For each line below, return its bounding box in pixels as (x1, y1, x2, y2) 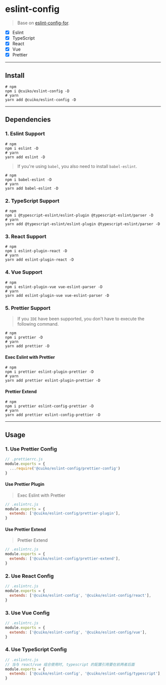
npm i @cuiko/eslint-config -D (5, 89, 70, 94)
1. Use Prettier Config (5, 445, 57, 452)
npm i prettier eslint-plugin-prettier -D (5, 369, 94, 375)
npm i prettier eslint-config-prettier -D (5, 404, 94, 409)
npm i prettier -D (5, 335, 43, 340)
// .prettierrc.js (5, 457, 43, 462)
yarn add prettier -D (5, 343, 50, 348)
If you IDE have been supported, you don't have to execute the (17, 316, 145, 322)
